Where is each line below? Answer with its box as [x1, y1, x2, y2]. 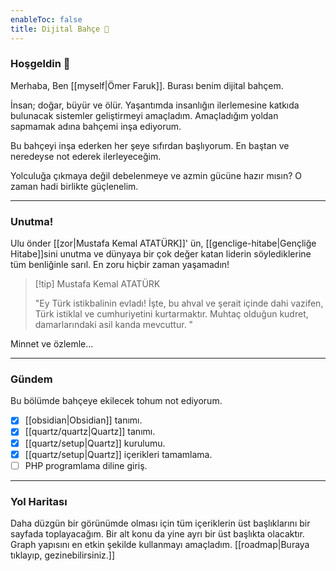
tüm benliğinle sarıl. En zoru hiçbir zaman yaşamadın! [10, 259, 230, 271]
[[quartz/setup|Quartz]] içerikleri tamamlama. [24, 448, 213, 460]
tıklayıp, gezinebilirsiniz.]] [10, 549, 116, 561]
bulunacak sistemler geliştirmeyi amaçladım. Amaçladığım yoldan [10, 109, 279, 121]
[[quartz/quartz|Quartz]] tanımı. [24, 426, 156, 438]
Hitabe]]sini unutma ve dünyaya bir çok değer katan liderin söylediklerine [10, 248, 312, 260]
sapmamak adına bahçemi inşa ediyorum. [10, 120, 182, 132]
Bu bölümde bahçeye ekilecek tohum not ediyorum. [10, 395, 223, 407]
